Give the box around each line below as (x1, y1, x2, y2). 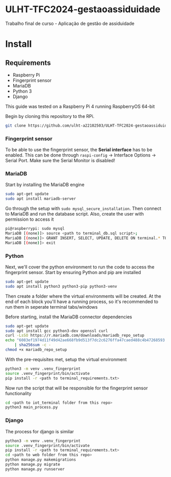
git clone (5, 123, 26, 128)
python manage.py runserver (5, 466, 65, 471)
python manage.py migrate (5, 462, 60, 467)
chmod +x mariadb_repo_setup (5, 347, 67, 352)
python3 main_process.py (5, 405, 58, 410)
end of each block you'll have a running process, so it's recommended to (5, 299, 159, 305)
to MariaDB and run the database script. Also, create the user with (5, 211, 144, 217)
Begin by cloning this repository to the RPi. (5, 113, 95, 119)
